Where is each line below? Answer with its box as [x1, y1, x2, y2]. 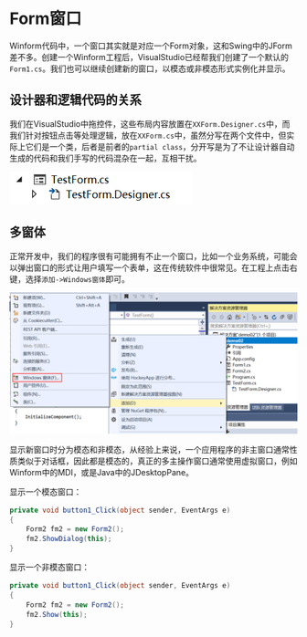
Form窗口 [9, 8, 82, 29]
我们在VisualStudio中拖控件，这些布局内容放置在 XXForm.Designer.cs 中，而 [9, 118, 291, 129]
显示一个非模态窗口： [9, 562, 90, 572]
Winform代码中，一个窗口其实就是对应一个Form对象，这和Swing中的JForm [9, 40, 292, 51]
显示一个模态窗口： [9, 486, 82, 497]
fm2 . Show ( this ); [26, 610, 89, 619]
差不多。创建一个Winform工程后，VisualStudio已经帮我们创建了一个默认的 [9, 51, 290, 62]
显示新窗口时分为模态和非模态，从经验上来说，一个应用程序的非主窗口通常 [9, 444, 290, 454]
